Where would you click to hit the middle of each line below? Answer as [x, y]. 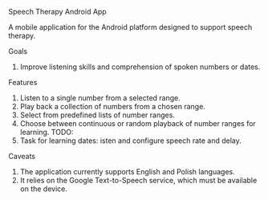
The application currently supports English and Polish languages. [127, 171]
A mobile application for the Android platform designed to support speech [130, 27]
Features [23, 82]
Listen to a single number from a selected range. [100, 98]
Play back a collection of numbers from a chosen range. [113, 106]
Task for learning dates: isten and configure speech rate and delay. [131, 141]
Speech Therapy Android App [57, 12]
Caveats [22, 156]
